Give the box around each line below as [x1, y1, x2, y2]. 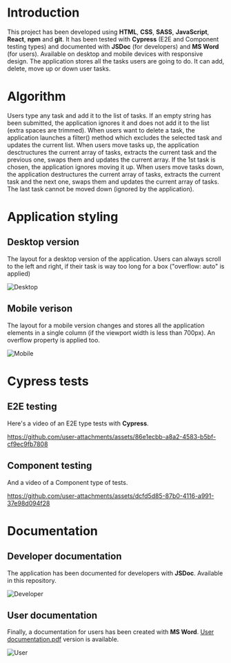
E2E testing [7, 401, 57, 412]
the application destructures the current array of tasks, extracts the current [7, 170, 221, 178]
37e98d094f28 [7, 499, 50, 507]
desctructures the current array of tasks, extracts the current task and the [7, 148, 217, 156]
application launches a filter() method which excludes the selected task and [7, 133, 222, 142]
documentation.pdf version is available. [7, 635, 119, 644]
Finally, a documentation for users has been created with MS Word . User [7, 628, 214, 636]
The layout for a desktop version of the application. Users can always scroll [7, 254, 221, 263]
